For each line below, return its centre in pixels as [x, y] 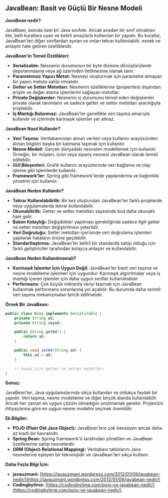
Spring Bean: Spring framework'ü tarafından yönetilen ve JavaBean [82, 439]
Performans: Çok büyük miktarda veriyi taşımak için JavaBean [77, 284]
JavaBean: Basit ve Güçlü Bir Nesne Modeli [74, 8]
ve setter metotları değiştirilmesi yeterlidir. [56, 227]
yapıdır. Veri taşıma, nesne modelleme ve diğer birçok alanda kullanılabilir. [81, 398]
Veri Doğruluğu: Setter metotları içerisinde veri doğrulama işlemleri [82, 232]
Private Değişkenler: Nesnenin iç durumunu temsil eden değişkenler [83, 97]
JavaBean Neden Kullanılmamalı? [41, 258]
